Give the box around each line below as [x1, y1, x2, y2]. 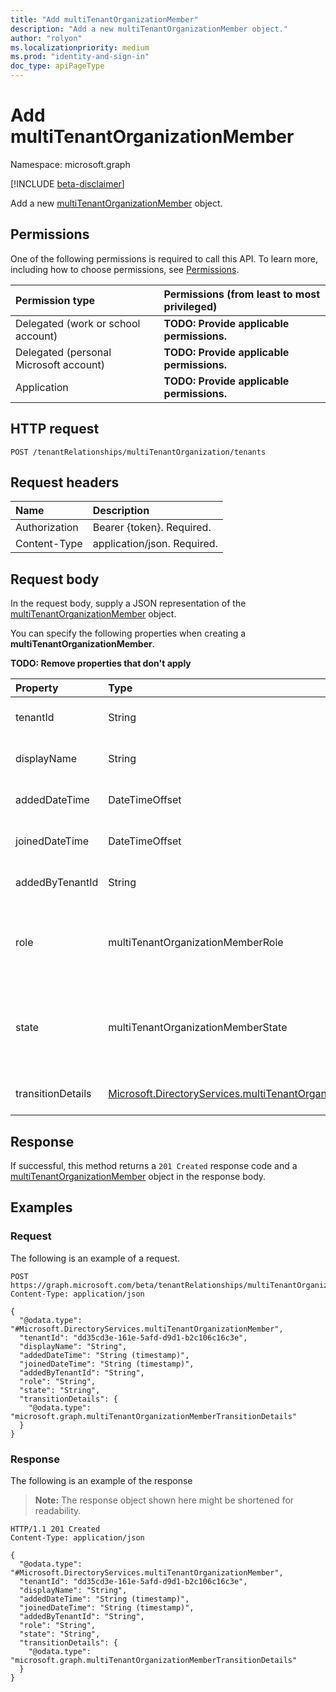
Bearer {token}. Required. [92, 521, 212, 535]
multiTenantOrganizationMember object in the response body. [10, 1171, 267, 1182]
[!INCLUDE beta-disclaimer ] [10, 177, 125, 190]
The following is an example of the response [10, 1474, 193, 1486]
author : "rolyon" [10, 33, 83, 43]
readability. [34, 1504, 82, 1516]
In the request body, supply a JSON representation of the [10, 597, 247, 610]
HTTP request [10, 421, 100, 438]
